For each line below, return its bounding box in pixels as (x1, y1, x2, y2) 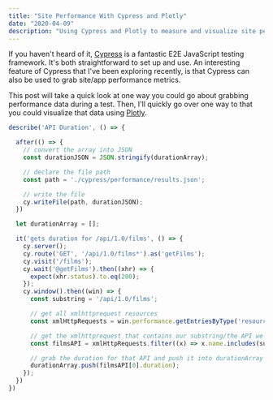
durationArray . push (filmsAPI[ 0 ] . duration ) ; (29, 362, 180, 370)
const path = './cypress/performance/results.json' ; (23, 175, 206, 183)
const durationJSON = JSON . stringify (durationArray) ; (23, 153, 209, 161)
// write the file (23, 190, 85, 199)
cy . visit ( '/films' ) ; (23, 257, 93, 265)
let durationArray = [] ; (15, 220, 100, 228)
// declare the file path (23, 168, 111, 176)
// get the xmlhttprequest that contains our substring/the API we (29, 332, 264, 340)
